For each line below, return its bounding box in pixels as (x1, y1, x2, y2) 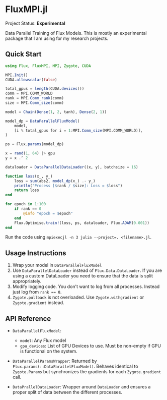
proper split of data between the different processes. (12, 389, 122, 395)
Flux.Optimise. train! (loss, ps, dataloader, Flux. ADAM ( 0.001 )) (14, 220, 150, 225)
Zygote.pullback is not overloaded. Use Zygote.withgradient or (12, 294, 144, 301)
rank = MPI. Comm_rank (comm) (5, 96, 64, 101)
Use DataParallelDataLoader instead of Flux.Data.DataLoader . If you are (12, 267, 162, 273)
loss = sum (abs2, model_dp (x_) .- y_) (14, 178, 96, 184)
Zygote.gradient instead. (12, 300, 64, 306)
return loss (14, 188, 39, 193)
